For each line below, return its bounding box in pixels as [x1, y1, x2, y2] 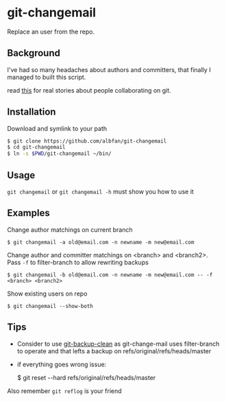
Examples [7, 207, 50, 219]
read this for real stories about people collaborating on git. [7, 86, 171, 94]
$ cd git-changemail [7, 144, 66, 151]
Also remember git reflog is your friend [7, 386, 122, 395]
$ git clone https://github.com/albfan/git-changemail [7, 137, 167, 145]
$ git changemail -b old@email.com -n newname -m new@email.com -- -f [7, 271, 213, 279]
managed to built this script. [7, 73, 86, 81]
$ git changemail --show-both [7, 303, 94, 309]
